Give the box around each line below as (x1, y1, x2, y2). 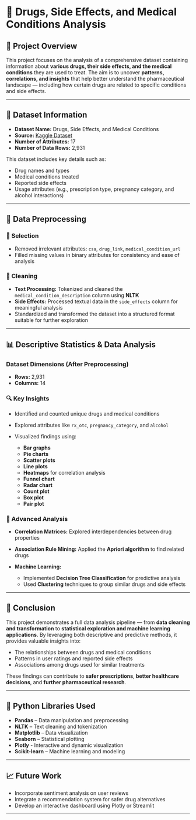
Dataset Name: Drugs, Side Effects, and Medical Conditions (14, 125, 159, 132)
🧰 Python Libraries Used (6, 701, 96, 711)
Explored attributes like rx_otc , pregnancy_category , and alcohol (14, 421, 169, 428)
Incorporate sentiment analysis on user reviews (14, 790, 129, 797)
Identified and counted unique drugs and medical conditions (14, 410, 160, 417)
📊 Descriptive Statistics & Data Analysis (6, 339, 156, 350)
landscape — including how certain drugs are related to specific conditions (6, 81, 187, 88)
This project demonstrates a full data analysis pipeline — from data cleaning (6, 619, 191, 626)
